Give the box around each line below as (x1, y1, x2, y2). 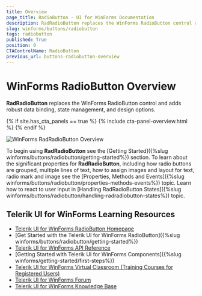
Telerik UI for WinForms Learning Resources (6, 209, 176, 220)
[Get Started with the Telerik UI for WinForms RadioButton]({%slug (14, 232, 180, 239)
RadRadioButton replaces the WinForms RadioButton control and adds (6, 99, 182, 106)
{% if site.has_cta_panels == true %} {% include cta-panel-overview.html (6, 117, 188, 125)
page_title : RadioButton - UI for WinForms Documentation (6, 14, 155, 20)
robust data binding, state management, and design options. (6, 106, 156, 113)
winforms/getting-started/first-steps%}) (14, 257, 115, 265)
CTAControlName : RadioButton (6, 48, 79, 54)
